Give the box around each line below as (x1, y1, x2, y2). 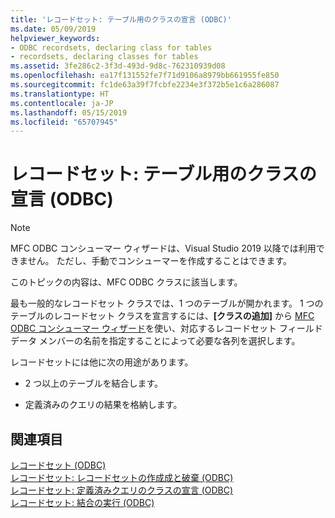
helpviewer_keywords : (10, 33, 101, 43)
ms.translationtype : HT (10, 89, 110, 99)
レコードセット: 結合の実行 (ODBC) (10, 497, 155, 508)
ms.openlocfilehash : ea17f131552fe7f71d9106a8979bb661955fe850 (10, 71, 280, 81)
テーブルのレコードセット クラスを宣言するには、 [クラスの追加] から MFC (10, 310, 315, 322)
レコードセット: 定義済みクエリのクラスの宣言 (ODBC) (10, 484, 234, 496)
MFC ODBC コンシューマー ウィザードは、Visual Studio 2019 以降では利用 (10, 242, 317, 255)
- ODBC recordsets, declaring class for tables (10, 42, 213, 53)
